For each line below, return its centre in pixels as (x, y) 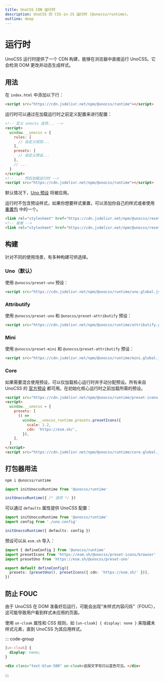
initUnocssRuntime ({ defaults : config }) (48, 531)
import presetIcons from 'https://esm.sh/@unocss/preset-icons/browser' (81, 554)
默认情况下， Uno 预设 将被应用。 (38, 193)
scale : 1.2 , (39, 425)
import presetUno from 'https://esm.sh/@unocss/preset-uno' (68, 559)
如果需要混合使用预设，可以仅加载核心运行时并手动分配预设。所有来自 (76, 382)
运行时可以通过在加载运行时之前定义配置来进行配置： (59, 114)
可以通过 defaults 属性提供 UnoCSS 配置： (48, 508)
